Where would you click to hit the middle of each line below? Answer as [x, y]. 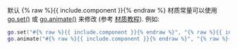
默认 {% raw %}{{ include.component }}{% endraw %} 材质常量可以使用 [112, 10]
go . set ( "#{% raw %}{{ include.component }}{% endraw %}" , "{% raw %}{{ [115, 32]
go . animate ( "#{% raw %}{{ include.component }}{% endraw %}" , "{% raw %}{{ [121, 38]
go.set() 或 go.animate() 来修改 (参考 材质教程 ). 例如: [84, 19]
